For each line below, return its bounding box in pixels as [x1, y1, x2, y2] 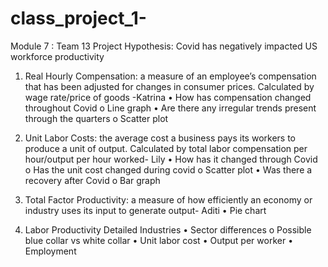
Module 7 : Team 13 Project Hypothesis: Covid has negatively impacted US [10, 40, 318, 52]
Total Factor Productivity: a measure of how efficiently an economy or [24, 193, 313, 206]
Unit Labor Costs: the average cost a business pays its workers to [24, 132, 297, 144]
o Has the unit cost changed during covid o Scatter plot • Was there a [24, 163, 313, 176]
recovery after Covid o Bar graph [24, 174, 161, 186]
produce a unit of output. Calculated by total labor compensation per [24, 142, 308, 154]
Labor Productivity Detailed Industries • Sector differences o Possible [24, 223, 312, 236]
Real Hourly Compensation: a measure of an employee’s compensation [24, 70, 317, 82]
